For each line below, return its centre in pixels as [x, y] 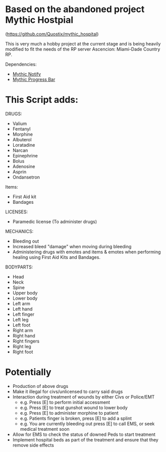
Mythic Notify [27, 74]
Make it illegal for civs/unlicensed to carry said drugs [68, 391]
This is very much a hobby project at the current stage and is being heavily [83, 43]
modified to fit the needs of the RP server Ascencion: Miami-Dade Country [83, 49]
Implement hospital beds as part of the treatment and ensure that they [86, 439]
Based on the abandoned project [75, 9]
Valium [19, 123]
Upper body [25, 293]
